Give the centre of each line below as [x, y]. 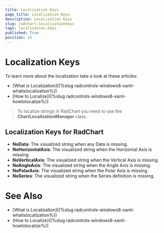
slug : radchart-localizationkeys [40, 24]
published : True [22, 33]
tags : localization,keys [31, 28]
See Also [24, 196]
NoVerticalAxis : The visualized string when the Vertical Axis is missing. [85, 160]
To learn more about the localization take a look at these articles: [71, 76]
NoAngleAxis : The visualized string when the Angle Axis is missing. [82, 165]
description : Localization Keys [39, 19]
